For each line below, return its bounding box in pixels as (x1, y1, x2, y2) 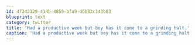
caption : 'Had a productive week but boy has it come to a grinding (6, 30, 177, 36)
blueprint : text (6, 14, 46, 20)
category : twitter (6, 19, 51, 25)
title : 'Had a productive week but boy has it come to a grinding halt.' (6, 25, 190, 31)
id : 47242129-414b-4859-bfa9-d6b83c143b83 (6, 8, 111, 15)
